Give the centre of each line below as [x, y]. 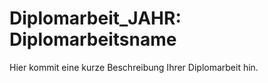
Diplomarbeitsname [93, 39]
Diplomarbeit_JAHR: [95, 18]
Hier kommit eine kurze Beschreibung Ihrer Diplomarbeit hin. [134, 67]
